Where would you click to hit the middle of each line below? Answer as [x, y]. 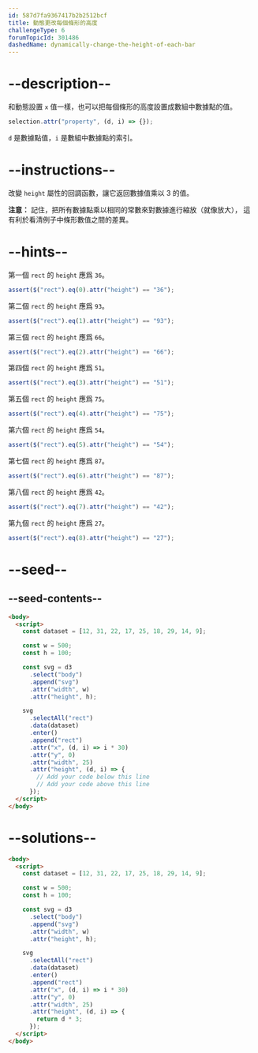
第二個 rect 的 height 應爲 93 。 [58, 305]
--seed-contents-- [55, 599]
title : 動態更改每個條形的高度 [53, 23]
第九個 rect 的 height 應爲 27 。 [58, 523]
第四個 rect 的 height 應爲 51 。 [58, 368]
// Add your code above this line [93, 785]
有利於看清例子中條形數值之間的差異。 [70, 219]
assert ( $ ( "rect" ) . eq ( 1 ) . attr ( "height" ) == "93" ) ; [92, 320]
